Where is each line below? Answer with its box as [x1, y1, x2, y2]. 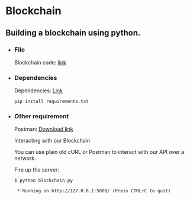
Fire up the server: [14, 166, 60, 173]
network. [14, 155, 36, 162]
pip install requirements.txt [14, 99, 89, 105]
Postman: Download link [14, 125, 73, 133]
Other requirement [14, 112, 69, 121]
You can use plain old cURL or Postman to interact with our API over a [14, 149, 185, 156]
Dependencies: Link [14, 87, 63, 94]
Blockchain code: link [14, 59, 66, 66]
